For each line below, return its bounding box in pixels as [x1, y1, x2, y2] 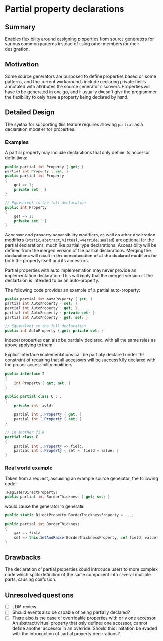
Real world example [5, 464, 53, 471]
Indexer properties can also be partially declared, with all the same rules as [5, 337, 156, 343]
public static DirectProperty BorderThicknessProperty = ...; [5, 513, 134, 518]
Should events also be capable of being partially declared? [12, 609, 130, 615]
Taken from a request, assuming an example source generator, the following [5, 475, 158, 481]
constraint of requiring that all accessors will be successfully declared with [5, 357, 156, 363]
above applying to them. [5, 342, 54, 348]
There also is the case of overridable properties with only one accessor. [12, 615, 157, 621]
